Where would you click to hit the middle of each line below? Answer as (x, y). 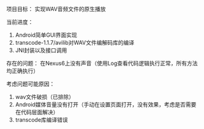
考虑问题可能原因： (31, 84)
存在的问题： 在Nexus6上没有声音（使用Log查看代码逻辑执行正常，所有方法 (102, 63)
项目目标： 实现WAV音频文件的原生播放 (56, 9)
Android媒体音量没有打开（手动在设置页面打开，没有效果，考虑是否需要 (106, 105)
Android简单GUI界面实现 (46, 35)
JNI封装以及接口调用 (41, 50)
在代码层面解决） (37, 112)
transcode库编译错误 (42, 120)
